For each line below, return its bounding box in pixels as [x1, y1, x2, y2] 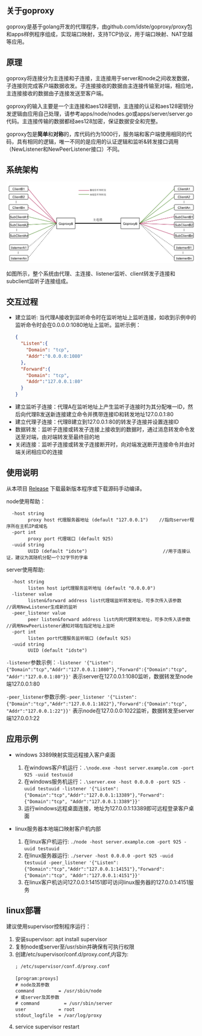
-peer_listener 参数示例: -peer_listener [6, 693, 105, 700]
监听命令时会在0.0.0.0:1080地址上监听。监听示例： [14, 322, 142, 329]
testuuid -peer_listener [24, 859, 87, 866]
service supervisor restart [14, 1023, 80, 1030]
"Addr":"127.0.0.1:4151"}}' [70, 872, 140, 879]
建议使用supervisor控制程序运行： [6, 923, 92, 930]
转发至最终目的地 [57, 433, 100, 440]
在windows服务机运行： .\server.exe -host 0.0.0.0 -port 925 [24, 778, 181, 785]
